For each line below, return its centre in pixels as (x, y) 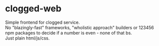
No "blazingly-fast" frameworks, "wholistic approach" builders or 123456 (79, 27)
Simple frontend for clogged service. (42, 22)
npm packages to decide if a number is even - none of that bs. (69, 33)
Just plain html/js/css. (27, 38)
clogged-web (33, 9)
